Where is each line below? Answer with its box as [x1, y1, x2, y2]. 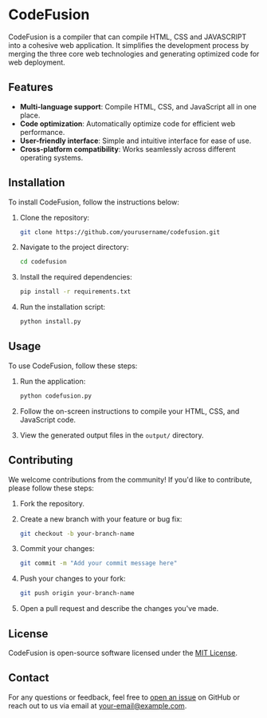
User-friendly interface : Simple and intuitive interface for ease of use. [19, 136, 252, 145]
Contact [8, 671, 49, 684]
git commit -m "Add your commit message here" [19, 559, 178, 568]
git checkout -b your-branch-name [19, 530, 135, 538]
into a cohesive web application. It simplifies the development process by [8, 40, 249, 50]
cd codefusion [19, 258, 67, 266]
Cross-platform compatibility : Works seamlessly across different [19, 144, 237, 153]
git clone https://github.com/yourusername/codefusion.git [19, 228, 221, 236]
